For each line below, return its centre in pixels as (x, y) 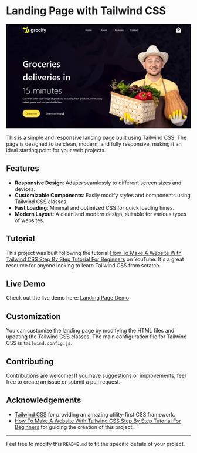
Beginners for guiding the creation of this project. (74, 427)
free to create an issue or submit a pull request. (63, 382)
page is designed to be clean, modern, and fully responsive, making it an (94, 144)
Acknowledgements (44, 400)
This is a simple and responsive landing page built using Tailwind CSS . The (96, 137)
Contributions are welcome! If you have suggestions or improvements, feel (96, 375)
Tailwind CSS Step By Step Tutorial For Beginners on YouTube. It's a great (95, 259)
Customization (34, 316)
